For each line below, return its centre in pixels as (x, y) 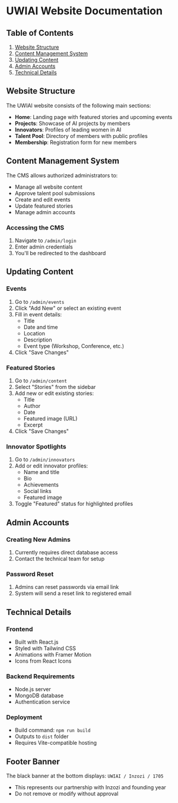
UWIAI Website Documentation (85, 11)
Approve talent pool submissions (55, 193)
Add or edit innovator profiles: (51, 466)
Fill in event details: (38, 314)
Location (34, 333)
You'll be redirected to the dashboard (60, 253)
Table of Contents (40, 33)
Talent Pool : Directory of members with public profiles (81, 136)
